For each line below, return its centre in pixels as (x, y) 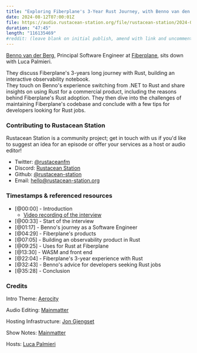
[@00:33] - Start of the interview (54, 221)
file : (13, 22)
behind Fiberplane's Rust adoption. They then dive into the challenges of (94, 98)
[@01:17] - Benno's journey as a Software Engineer (76, 227)
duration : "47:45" (28, 28)
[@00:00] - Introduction (43, 208)
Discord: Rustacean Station (47, 168)
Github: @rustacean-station (48, 174)
